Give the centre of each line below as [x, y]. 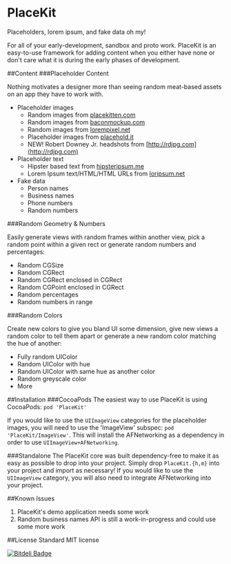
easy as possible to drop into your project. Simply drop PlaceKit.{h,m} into [113, 463]
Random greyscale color [52, 379]
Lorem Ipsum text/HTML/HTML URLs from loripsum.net [106, 173]
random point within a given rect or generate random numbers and [102, 244]
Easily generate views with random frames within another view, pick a [106, 237]
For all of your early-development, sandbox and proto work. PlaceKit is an [112, 45]
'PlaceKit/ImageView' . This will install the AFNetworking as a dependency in [116, 435]
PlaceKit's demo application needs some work [83, 511]
